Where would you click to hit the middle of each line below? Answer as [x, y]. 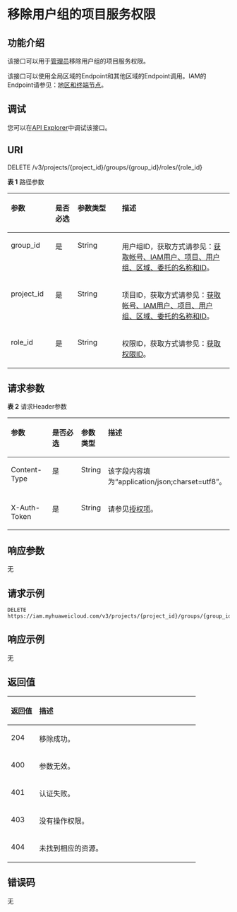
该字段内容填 [129, 472]
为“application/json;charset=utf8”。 [167, 482]
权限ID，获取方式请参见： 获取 [171, 343]
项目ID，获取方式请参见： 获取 [171, 295]
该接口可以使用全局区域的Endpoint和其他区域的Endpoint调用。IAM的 [107, 76]
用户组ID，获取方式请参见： [168, 246]
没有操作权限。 [64, 821]
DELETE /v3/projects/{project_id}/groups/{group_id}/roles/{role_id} [105, 167]
